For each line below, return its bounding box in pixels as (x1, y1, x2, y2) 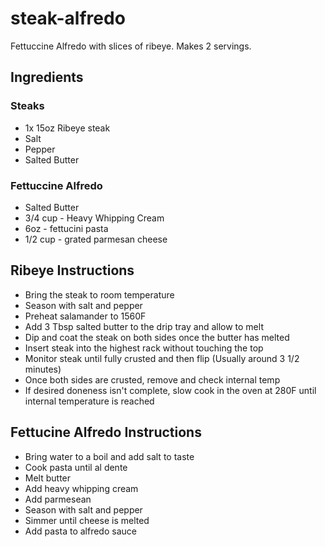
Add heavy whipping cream (24, 482, 139, 494)
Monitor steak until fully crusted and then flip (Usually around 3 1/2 (24, 352, 300, 364)
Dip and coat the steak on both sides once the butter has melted (24, 331, 290, 343)
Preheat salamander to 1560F (24, 310, 147, 322)
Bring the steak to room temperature (24, 288, 175, 301)
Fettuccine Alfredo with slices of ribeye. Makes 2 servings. (10, 40, 252, 52)
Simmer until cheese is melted (24, 514, 150, 526)
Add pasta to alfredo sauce (24, 525, 137, 537)
